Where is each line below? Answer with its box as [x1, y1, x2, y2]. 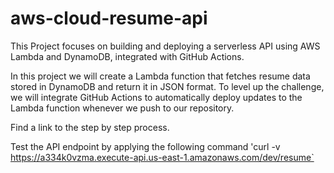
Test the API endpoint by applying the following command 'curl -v [10, 140, 281, 152]
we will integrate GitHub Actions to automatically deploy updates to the [10, 91, 303, 103]
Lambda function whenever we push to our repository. [10, 102, 235, 114]
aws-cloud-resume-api [10, 7, 208, 30]
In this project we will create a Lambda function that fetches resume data [10, 70, 311, 82]
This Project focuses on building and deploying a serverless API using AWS [10, 40, 321, 52]
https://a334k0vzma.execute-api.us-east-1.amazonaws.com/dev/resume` [10, 151, 315, 163]
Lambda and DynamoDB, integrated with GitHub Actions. [10, 50, 245, 62]
